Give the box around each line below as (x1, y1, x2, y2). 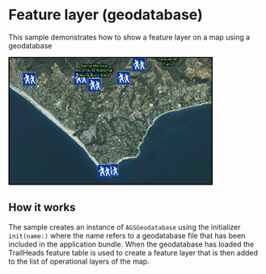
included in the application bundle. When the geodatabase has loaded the (8, 239, 255, 249)
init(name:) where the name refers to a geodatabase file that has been (8, 230, 246, 240)
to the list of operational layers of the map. (8, 256, 150, 266)
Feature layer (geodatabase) (8, 6, 204, 24)
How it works (8, 201, 76, 214)
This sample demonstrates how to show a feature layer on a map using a (8, 32, 251, 42)
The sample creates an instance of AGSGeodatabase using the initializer (8, 222, 241, 231)
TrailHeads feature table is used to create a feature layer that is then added (8, 247, 259, 257)
